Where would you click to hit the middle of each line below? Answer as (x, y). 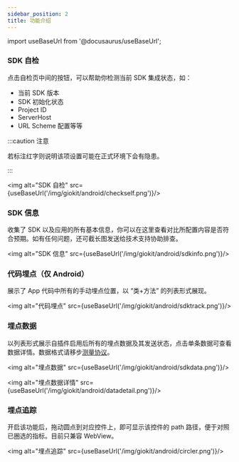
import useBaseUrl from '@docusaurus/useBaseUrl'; (84, 41)
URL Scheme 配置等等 (50, 125)
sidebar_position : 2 (38, 14)
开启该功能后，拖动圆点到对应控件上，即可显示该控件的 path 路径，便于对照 (118, 427)
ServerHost (34, 117)
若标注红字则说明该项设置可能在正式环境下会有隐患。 (85, 156)
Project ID (32, 109)
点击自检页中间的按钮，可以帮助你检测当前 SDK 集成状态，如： (100, 77)
